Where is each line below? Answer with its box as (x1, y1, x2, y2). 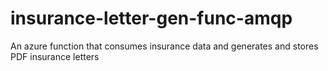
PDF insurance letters (10, 50, 100, 62)
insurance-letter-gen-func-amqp (10, 7, 293, 30)
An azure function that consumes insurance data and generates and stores (10, 40, 319, 52)
